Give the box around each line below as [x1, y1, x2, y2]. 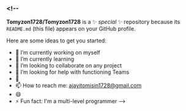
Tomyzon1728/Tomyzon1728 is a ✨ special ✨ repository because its [6, 18, 180, 26]
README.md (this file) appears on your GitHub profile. [6, 25, 136, 33]
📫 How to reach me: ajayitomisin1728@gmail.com [15, 82, 142, 90]
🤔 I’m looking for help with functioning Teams [15, 69, 130, 76]
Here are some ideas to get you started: [6, 37, 107, 44]
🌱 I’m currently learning [15, 55, 75, 63]
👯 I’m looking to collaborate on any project [15, 62, 122, 69]
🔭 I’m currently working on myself [15, 49, 100, 56]
